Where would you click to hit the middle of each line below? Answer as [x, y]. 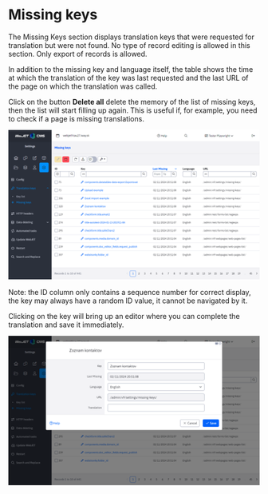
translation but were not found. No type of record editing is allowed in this [129, 45]
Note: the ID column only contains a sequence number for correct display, [130, 293]
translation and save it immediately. [66, 325]
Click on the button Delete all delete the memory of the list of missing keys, [132, 102]
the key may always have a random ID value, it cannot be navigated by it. [128, 301]
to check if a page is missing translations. [77, 118]
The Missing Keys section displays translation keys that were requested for [132, 37]
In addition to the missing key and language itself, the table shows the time [131, 69]
